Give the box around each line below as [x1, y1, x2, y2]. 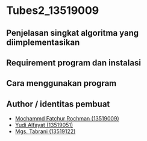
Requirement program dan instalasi [6, 57, 142, 68]
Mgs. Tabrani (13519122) [14, 128, 76, 135]
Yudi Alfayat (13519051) [14, 122, 73, 129]
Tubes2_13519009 [6, 4, 99, 18]
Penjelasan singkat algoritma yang [6, 28, 139, 38]
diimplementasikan [6, 37, 80, 47]
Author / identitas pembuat [6, 99, 110, 109]
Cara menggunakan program [6, 78, 117, 88]
